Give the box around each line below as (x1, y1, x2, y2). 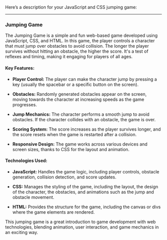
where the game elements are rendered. (12, 209, 95, 215)
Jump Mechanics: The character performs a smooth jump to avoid (12, 111, 150, 117)
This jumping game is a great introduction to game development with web (5, 219, 156, 225)
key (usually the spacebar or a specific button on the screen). (12, 81, 139, 87)
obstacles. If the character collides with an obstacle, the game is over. (12, 116, 156, 122)
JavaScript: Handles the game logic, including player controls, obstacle (12, 168, 160, 174)
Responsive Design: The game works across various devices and (12, 141, 148, 147)
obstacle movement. (12, 194, 55, 200)
